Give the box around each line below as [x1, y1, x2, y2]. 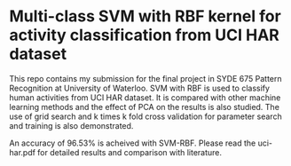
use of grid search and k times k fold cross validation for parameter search [9, 111, 282, 122]
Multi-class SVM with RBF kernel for [9, 6, 281, 27]
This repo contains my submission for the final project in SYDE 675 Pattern [9, 73, 282, 83]
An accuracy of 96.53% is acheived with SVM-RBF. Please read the [9, 138, 256, 148]
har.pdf [9, 146, 35, 157]
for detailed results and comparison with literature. [36, 146, 223, 157]
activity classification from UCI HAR [9, 25, 279, 45]
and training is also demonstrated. [9, 120, 134, 130]
